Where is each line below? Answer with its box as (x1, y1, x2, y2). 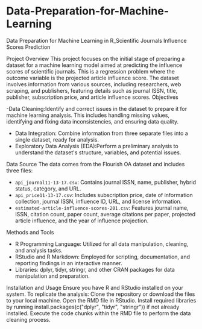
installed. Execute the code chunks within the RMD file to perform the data (6, 309, 191, 317)
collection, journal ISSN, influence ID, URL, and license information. (14, 198, 182, 205)
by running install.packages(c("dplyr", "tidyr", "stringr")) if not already (6, 303, 180, 310)
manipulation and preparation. (14, 272, 90, 280)
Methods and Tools (6, 228, 54, 236)
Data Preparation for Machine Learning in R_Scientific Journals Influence (6, 37, 187, 44)
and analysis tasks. (14, 246, 63, 254)
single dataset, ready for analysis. (14, 136, 99, 143)
